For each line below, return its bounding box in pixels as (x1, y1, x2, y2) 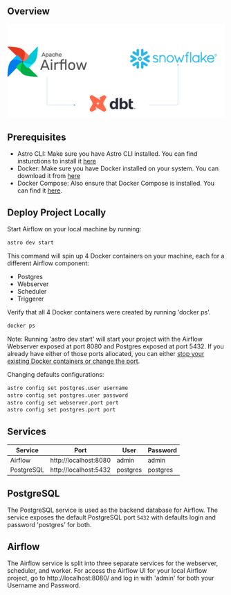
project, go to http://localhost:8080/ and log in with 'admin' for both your (7, 574, 214, 583)
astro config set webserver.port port (7, 399, 119, 406)
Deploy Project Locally (7, 206, 107, 218)
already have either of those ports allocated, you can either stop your (7, 349, 205, 357)
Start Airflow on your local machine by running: (7, 225, 142, 233)
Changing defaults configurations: (7, 370, 104, 378)
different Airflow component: (7, 259, 90, 267)
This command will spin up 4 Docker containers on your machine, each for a (7, 251, 225, 260)
